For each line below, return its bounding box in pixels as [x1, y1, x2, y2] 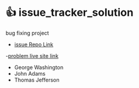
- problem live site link [5, 52, 59, 59]
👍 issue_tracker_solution [5, 6, 134, 19]
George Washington [14, 64, 64, 71]
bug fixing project [5, 29, 49, 37]
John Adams [14, 70, 46, 77]
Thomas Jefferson [14, 76, 60, 83]
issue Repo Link [14, 41, 54, 48]
